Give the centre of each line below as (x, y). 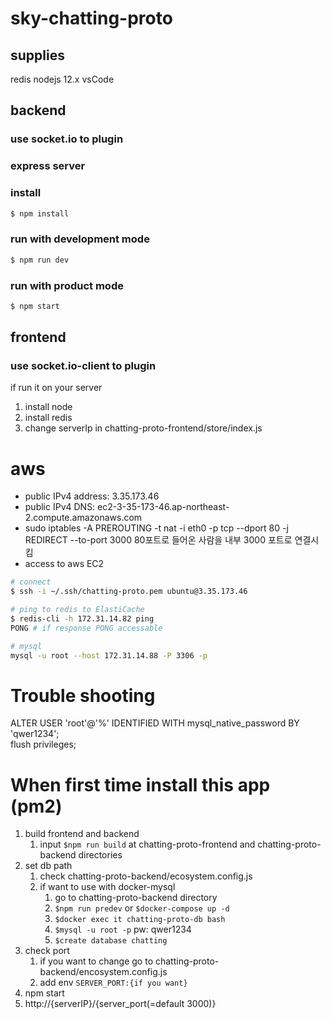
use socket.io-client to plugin (83, 366)
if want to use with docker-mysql (107, 887)
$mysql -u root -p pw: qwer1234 (123, 929)
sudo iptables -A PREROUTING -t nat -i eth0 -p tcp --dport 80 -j (156, 528)
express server (48, 166)
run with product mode (67, 285)
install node (48, 407)
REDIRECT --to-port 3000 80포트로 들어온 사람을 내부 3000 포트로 (158, 540)
